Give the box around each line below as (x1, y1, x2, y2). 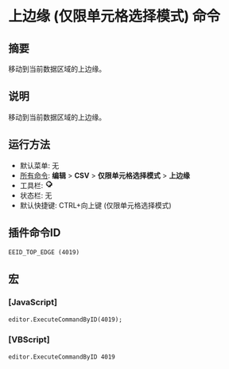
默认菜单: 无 (19, 160, 60, 170)
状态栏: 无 (19, 190, 52, 200)
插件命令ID (8, 226, 61, 240)
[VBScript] (8, 334, 50, 345)
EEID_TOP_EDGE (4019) (8, 249, 80, 257)
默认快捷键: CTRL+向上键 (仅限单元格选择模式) (19, 200, 173, 210)
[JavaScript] (8, 296, 58, 308)
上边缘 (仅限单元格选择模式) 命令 (8, 7, 221, 26)
